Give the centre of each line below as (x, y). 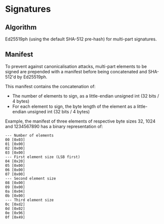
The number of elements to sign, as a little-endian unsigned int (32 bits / (85, 96)
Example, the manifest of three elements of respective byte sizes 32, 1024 (80, 121)
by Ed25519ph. (32, 77)
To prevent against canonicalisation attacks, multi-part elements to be (76, 66)
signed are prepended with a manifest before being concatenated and (76, 71)
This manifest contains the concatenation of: (50, 86)
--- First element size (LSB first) (43, 157)
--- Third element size (30, 200)
